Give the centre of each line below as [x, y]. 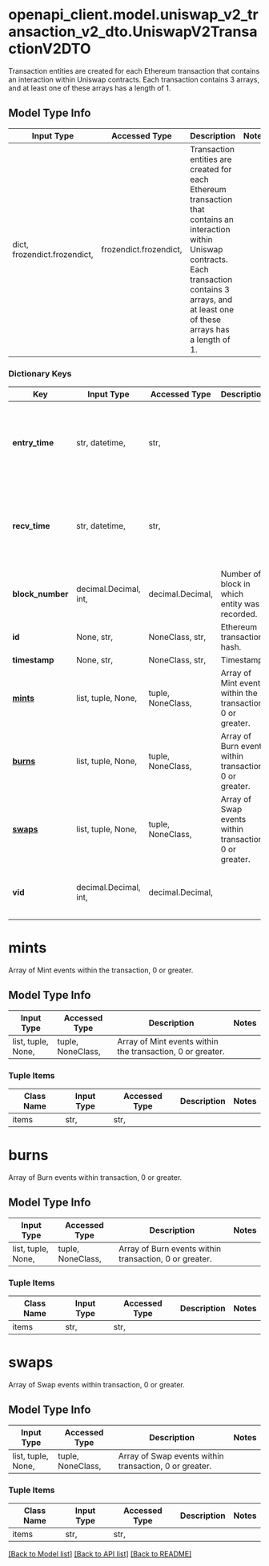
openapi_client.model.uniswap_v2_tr [133, 15]
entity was [240, 604]
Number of [241, 574]
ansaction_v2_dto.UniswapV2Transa [133, 32]
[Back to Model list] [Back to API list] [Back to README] [100, 1554]
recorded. [239, 614]
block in [235, 584]
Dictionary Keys [40, 373]
